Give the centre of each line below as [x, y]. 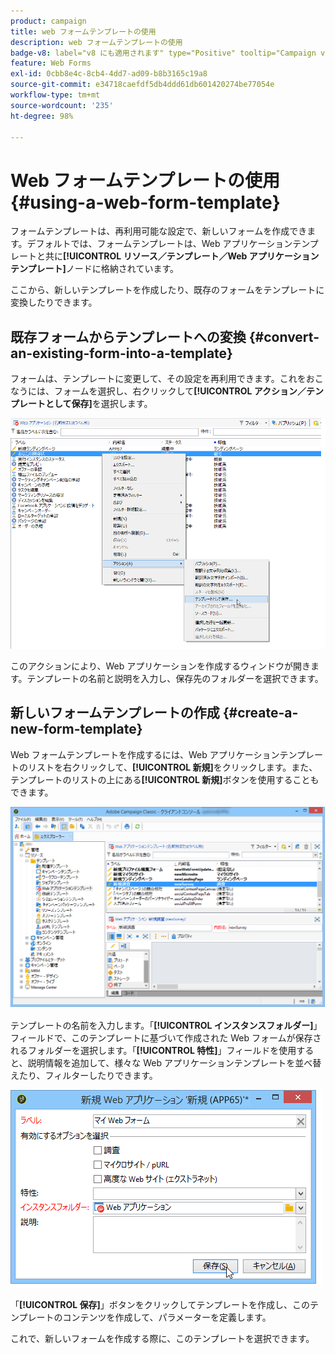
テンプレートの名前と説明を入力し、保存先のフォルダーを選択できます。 [175, 678]
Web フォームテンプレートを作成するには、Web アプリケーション [145, 754]
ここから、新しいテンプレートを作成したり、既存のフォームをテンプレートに [167, 290]
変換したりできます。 [54, 302]
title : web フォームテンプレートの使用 [83, 31]
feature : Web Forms [51, 63]
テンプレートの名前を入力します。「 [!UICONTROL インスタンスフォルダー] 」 [166, 1025]
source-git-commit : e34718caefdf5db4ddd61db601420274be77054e [142, 85]
